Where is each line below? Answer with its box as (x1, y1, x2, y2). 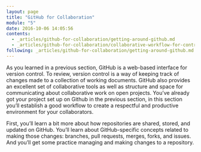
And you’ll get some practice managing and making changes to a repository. (6, 138, 194, 146)
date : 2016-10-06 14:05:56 (6, 25, 74, 32)
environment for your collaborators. (6, 108, 94, 115)
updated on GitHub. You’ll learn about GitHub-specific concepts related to (6, 126, 188, 133)
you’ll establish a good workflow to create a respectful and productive (6, 102, 179, 109)
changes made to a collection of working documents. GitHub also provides (6, 76, 190, 83)
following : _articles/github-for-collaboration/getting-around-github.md (6, 48, 194, 54)
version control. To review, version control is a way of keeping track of (6, 70, 179, 77)
